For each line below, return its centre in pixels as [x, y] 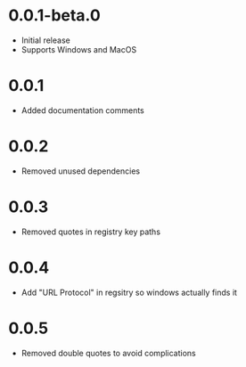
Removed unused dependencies [80, 171]
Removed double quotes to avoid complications [109, 353]
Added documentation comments [82, 110]
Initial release [45, 40]
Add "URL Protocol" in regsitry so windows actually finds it [129, 292]
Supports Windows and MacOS [79, 49]
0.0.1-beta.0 [55, 16]
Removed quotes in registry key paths [91, 232]
